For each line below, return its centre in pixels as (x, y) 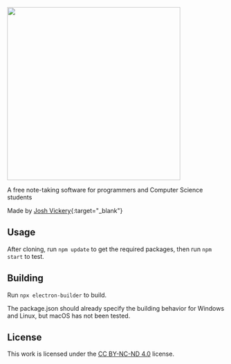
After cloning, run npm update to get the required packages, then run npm (110, 249)
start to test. (26, 256)
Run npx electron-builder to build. (57, 295)
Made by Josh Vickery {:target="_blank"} (65, 211)
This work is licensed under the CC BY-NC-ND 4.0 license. (91, 354)
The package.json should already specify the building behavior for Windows (116, 308)
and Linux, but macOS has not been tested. (69, 316)
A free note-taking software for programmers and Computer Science (105, 190)
